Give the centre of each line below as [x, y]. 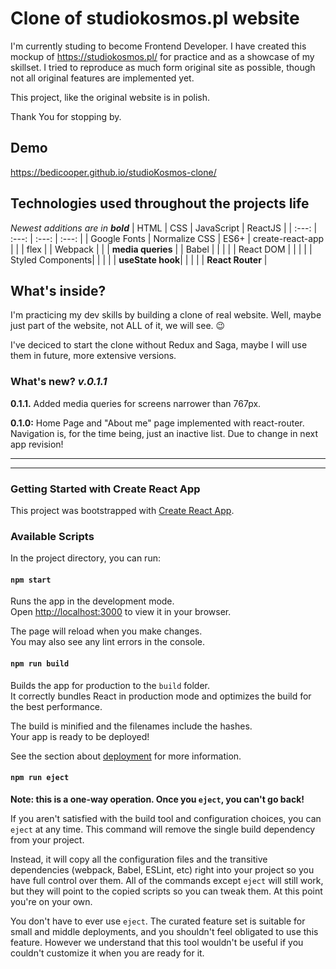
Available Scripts [52, 536]
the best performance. [56, 706]
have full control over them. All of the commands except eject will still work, [167, 880]
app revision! [37, 444]
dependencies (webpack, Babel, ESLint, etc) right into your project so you [162, 869]
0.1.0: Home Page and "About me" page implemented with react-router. [157, 423]
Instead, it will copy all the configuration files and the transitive [139, 859]
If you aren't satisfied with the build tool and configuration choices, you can [166, 818]
